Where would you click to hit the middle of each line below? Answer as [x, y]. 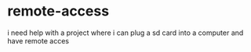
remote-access [58, 11]
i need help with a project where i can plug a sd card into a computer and [125, 33]
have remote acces [38, 40]
